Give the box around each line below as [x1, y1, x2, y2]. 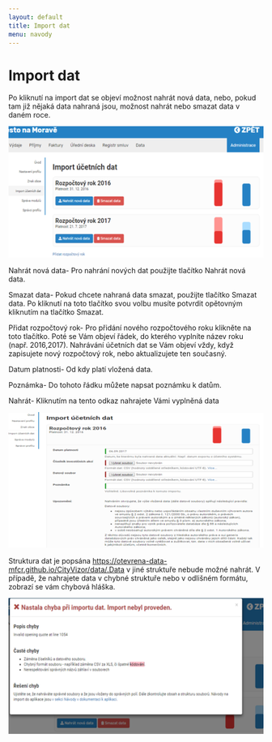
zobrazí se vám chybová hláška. [8, 581, 116, 591]
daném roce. [8, 110, 51, 120]
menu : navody [8, 30, 53, 38]
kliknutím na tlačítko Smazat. [8, 307, 104, 316]
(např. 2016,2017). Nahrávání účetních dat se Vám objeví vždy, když [8, 340, 235, 350]
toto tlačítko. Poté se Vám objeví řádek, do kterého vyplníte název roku [8, 331, 244, 341]
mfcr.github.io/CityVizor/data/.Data [8, 564, 125, 574]
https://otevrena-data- [92, 555, 168, 565]
